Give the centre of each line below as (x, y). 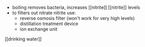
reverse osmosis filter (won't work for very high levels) (77, 18)
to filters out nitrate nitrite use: (44, 13)
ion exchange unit (39, 29)
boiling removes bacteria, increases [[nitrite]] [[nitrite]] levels (76, 7)
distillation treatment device (49, 24)
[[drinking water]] (23, 39)
